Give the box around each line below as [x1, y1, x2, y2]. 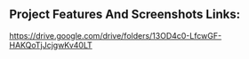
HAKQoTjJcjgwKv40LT [9, 40, 93, 50]
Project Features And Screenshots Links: [9, 7, 241, 22]
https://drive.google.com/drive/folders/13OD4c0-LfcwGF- [9, 30, 222, 41]
